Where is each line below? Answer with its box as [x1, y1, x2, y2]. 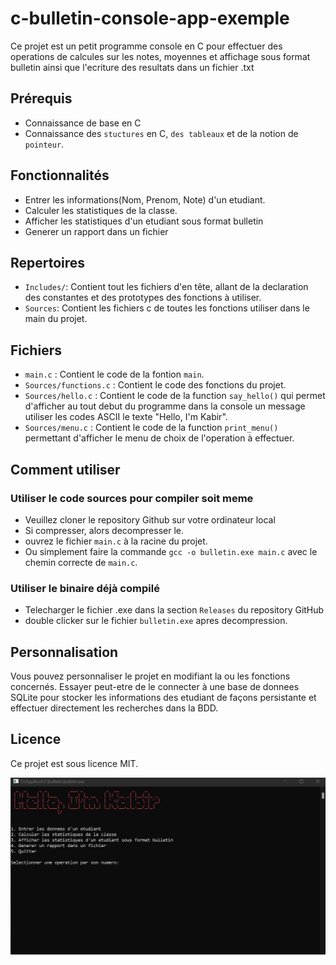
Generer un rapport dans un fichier [24, 225, 169, 237]
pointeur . [24, 138, 65, 150]
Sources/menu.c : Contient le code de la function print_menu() [24, 422, 279, 434]
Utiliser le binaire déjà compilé [10, 581, 160, 595]
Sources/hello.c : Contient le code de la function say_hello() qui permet [24, 390, 326, 402]
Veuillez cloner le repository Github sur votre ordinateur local [24, 513, 276, 526]
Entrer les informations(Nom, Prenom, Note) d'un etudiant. [24, 193, 266, 206]
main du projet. [24, 313, 88, 325]
